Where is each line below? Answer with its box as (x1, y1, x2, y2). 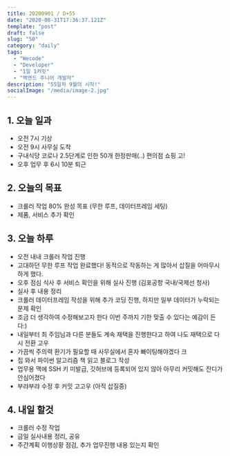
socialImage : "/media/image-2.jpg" (7, 87, 110, 94)
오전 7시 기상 (17, 134, 52, 142)
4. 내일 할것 (7, 403, 54, 415)
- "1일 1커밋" (13, 68, 50, 75)
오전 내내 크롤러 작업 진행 (17, 252, 86, 260)
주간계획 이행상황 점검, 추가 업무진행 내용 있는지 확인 (17, 441, 160, 449)
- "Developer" (13, 61, 54, 68)
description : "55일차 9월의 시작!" (7, 81, 102, 88)
